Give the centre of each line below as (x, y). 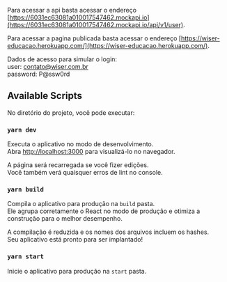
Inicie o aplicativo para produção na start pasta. (77, 271)
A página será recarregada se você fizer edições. (78, 165)
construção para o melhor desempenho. (65, 219)
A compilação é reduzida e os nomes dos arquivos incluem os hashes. (108, 232)
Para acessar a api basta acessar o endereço (72, 10)
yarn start (25, 257)
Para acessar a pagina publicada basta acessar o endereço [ (94, 38)
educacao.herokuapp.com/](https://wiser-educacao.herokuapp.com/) (108, 46)
